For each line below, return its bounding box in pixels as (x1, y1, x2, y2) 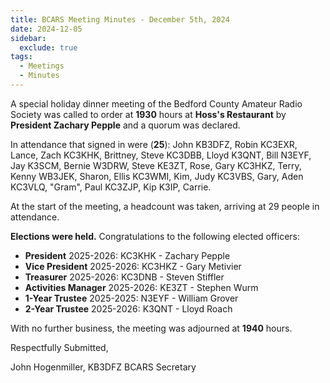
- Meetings (19, 61, 65, 71)
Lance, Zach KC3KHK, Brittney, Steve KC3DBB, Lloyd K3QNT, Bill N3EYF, (10, 149, 312, 161)
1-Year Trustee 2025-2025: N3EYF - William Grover (24, 292, 239, 304)
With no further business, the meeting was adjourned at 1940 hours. (10, 322, 293, 334)
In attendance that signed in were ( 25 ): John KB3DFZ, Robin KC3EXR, (10, 138, 298, 150)
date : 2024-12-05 (10, 24, 83, 34)
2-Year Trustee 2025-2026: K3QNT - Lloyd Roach (24, 302, 233, 315)
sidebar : (10, 33, 47, 43)
